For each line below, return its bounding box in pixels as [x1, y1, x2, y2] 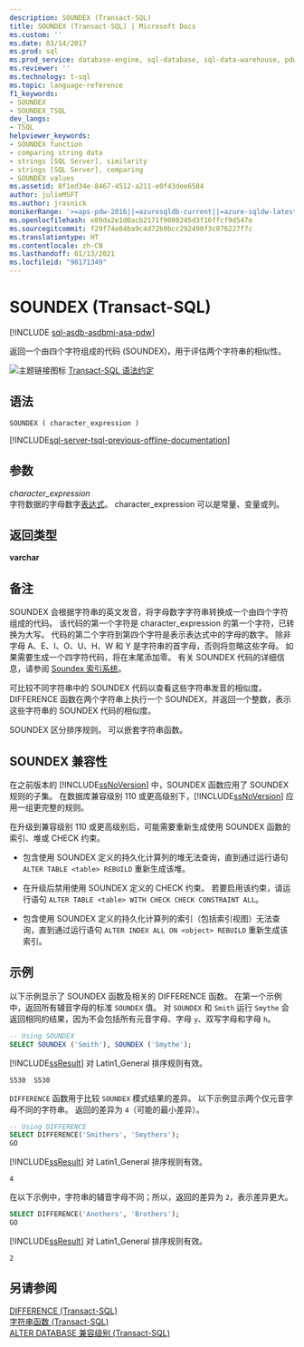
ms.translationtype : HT [9, 232, 100, 241]
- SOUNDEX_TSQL [9, 106, 67, 115]
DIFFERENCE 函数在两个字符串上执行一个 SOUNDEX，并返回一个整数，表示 [9, 694, 292, 705]
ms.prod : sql [9, 47, 59, 56]
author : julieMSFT [9, 190, 79, 200]
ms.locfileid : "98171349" [9, 258, 107, 268]
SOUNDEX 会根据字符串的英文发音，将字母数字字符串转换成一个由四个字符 [9, 607, 289, 618]
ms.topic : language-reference [9, 81, 124, 90]
